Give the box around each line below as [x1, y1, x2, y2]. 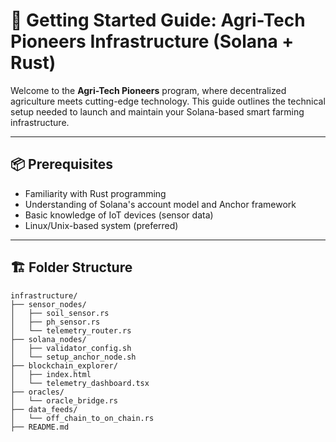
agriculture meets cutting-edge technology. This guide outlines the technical [10, 95, 326, 107]
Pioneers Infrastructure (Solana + [10, 30, 295, 53]
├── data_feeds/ [10, 404, 78, 414]
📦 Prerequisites [10, 156, 114, 173]
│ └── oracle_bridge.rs [10, 395, 118, 406]
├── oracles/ [10, 387, 65, 397]
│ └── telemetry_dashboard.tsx [10, 378, 150, 388]
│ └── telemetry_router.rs [10, 325, 132, 336]
